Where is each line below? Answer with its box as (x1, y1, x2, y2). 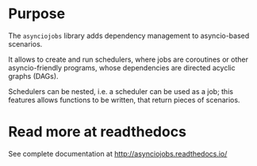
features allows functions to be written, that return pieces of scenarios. (8, 95, 240, 104)
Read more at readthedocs (8, 123, 186, 141)
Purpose (8, 5, 66, 23)
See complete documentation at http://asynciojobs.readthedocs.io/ (8, 149, 228, 158)
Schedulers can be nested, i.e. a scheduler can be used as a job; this (8, 86, 234, 96)
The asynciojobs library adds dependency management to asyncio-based (8, 31, 250, 40)
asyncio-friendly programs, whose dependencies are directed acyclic (8, 62, 236, 72)
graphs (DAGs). (8, 71, 59, 81)
